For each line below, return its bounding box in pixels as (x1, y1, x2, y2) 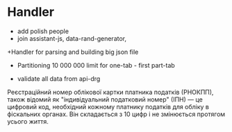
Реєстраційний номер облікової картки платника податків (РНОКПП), (7, 88, 214, 96)
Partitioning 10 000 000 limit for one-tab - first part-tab (17, 61, 175, 69)
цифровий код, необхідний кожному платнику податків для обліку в (7, 102, 210, 111)
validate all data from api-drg (17, 74, 101, 83)
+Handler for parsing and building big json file (7, 48, 139, 56)
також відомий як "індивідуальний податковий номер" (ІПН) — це (7, 95, 203, 104)
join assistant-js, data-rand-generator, (17, 34, 127, 42)
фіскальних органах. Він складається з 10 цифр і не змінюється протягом (7, 110, 226, 118)
